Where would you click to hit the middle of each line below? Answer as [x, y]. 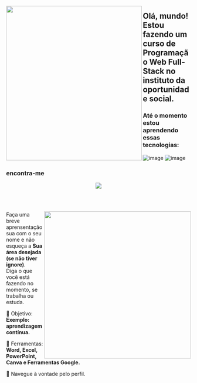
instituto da [164, 80]
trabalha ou [20, 296]
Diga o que [19, 271]
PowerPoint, [21, 356]
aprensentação [24, 227]
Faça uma [18, 214]
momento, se [22, 289]
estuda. [15, 302]
